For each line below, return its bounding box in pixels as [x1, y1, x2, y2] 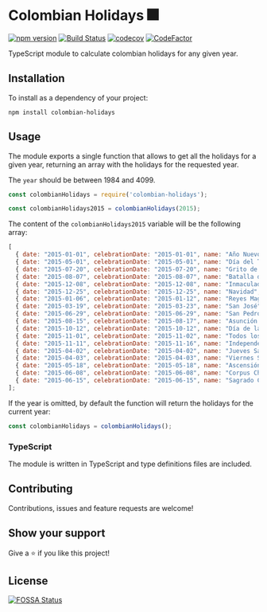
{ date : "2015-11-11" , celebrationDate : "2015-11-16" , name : [15, 339, 222, 347]
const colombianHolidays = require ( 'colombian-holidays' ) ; [8, 190, 208, 198]
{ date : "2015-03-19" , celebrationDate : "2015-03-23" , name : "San [15, 302, 240, 311]
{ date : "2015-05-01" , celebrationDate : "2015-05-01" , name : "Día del [15, 258, 254, 266]
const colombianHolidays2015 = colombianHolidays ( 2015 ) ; [8, 205, 201, 213]
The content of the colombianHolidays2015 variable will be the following [8, 219, 241, 229]
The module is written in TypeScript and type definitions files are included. [8, 459, 253, 469]
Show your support [8, 527, 106, 540]
